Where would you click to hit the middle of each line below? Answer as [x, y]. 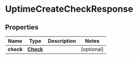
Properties [22, 27]
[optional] [92, 49]
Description [62, 41]
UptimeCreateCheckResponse [69, 9]
